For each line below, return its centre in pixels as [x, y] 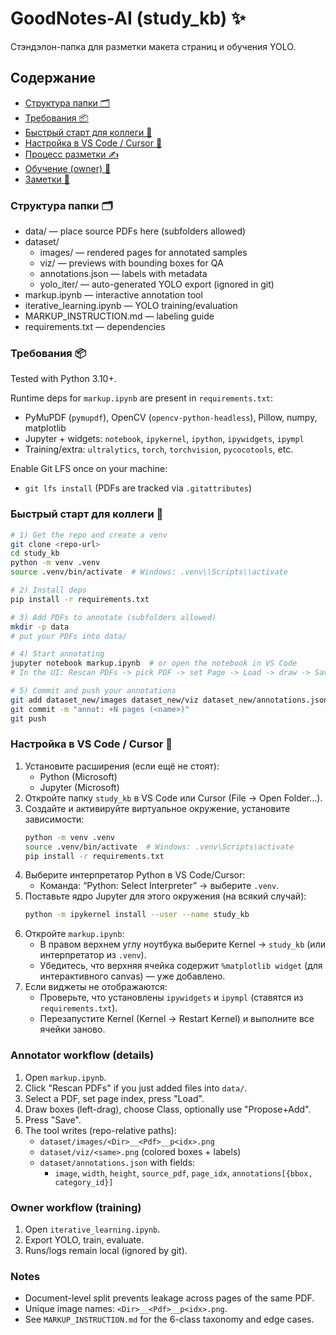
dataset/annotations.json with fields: [117, 1162]
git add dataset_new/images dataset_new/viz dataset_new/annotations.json [169, 700]
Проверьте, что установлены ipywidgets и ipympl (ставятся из [171, 998]
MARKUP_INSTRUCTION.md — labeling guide [119, 316]
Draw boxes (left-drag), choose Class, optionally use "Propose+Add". [168, 1109]
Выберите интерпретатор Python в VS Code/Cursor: [135, 875]
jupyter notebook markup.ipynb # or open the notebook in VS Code [154, 663]
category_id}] [84, 1182]
